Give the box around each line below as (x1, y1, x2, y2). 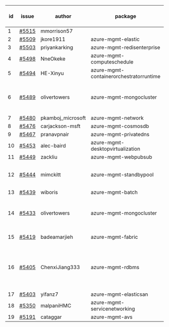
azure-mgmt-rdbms (91, 264, 140, 271)
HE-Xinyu (40, 70, 64, 77)
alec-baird (40, 142, 66, 149)
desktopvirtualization (91, 146, 141, 152)
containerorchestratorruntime (91, 73, 161, 80)
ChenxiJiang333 (40, 264, 80, 271)
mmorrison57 (40, 28, 73, 34)
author (55, 13, 71, 20)
